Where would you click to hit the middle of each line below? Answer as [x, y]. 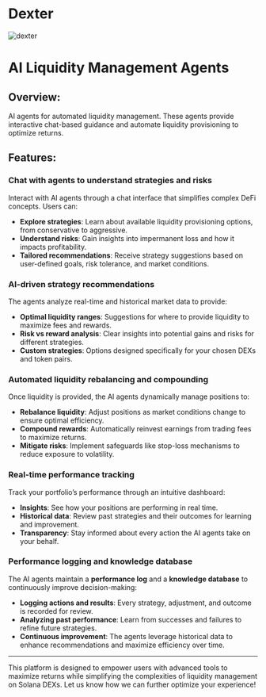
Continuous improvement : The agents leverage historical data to [126, 636]
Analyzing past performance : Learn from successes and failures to [131, 619]
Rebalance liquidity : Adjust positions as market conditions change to [133, 412]
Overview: [34, 97]
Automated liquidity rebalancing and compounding [108, 379]
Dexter [31, 14]
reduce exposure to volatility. [67, 454]
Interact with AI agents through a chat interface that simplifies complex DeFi [132, 197]
